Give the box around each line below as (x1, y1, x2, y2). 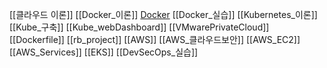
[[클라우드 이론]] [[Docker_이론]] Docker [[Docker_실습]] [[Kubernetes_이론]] (9, 9, 318, 20)
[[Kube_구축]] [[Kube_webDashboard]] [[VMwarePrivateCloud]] (9, 21, 270, 33)
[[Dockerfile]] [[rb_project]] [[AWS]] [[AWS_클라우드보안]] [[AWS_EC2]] (9, 34, 301, 45)
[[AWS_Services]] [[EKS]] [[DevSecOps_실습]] (9, 46, 199, 58)
